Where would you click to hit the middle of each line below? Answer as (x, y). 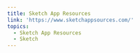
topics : (18, 26)
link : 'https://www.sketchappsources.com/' (71, 20)
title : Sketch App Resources (49, 13)
